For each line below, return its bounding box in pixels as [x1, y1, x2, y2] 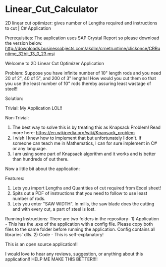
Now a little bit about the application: [5, 166, 80, 172]
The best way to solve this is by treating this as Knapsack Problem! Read [12, 124, 161, 130]
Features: [5, 175, 25, 181]
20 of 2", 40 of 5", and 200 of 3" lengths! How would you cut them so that [5, 75, 156, 81]
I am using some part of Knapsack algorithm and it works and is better [12, 151, 156, 157]
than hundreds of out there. [12, 156, 69, 162]
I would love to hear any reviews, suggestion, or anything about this [5, 251, 143, 257]
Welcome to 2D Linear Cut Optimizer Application [5, 60, 104, 66]
